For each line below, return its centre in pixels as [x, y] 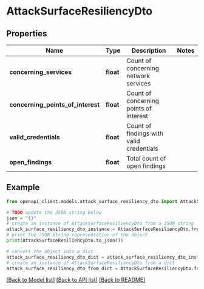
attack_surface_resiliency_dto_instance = [61, 229]
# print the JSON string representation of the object [77, 235]
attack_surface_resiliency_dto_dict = [55, 257]
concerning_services [40, 72]
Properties [27, 34]
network [138, 76]
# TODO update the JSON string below [54, 212]
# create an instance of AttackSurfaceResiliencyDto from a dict [90, 263]
